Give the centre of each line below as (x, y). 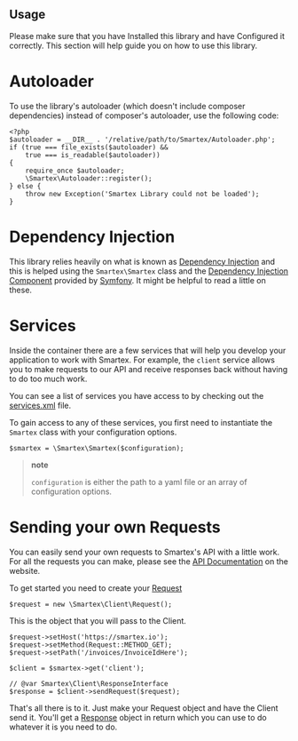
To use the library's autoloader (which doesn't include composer (127, 106)
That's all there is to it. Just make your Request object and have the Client (144, 708)
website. (25, 570)
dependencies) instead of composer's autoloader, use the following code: (144, 116)
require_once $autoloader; (75, 171)
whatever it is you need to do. (63, 727)
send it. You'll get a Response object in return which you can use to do (138, 717)
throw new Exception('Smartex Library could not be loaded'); (142, 194)
